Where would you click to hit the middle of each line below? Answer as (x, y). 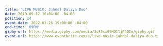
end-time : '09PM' (23, 27)
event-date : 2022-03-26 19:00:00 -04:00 (47, 23)
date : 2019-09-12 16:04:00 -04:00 (40, 14)
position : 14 (18, 18)
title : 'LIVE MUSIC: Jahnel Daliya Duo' (47, 9)
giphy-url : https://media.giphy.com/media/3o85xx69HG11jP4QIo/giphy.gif (80, 32)
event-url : (16, 36)
